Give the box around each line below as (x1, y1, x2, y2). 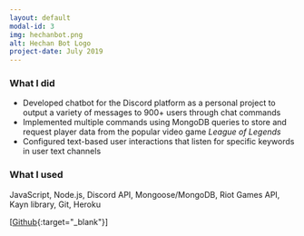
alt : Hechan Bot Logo (9, 38, 92, 48)
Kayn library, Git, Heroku (9, 199, 102, 210)
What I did (9, 77, 56, 90)
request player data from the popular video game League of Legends (22, 126, 281, 137)
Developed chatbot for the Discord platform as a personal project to (22, 97, 277, 109)
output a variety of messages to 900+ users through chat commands (22, 107, 281, 118)
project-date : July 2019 (9, 47, 103, 56)
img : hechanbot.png (9, 30, 83, 39)
